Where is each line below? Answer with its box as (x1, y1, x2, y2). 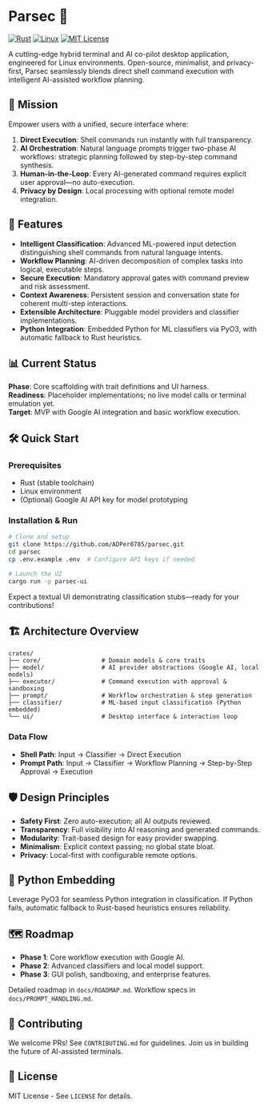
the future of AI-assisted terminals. (8, 1046, 124, 1056)
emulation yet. (8, 399, 55, 409)
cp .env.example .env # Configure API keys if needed (8, 555, 195, 563)
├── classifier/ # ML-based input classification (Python (8, 698, 242, 707)
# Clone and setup (8, 533, 70, 541)
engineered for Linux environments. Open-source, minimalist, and (8, 58, 226, 67)
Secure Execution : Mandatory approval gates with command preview (19, 272, 250, 283)
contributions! (8, 600, 54, 610)
